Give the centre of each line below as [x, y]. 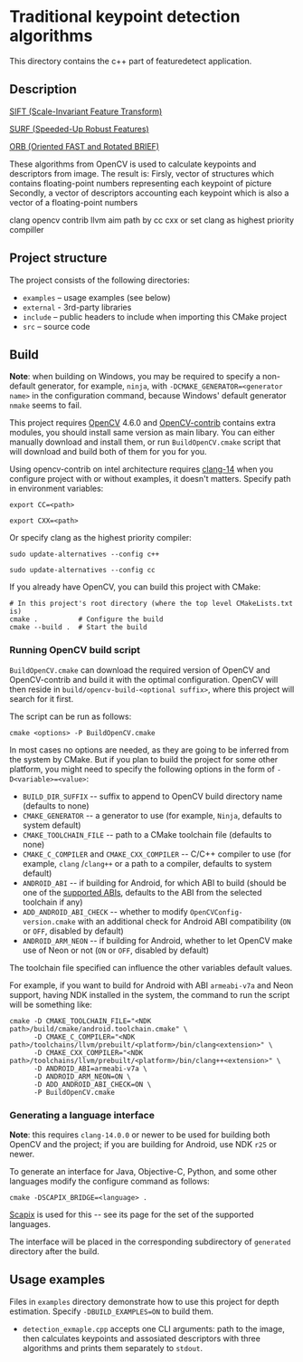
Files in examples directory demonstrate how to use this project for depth [144, 1301]
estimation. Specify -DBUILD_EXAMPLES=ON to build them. [112, 1311]
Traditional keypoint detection [125, 17]
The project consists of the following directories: [99, 280]
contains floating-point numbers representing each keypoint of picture [141, 183]
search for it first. [42, 698]
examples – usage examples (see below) [96, 297]
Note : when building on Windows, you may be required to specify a [135, 377]
